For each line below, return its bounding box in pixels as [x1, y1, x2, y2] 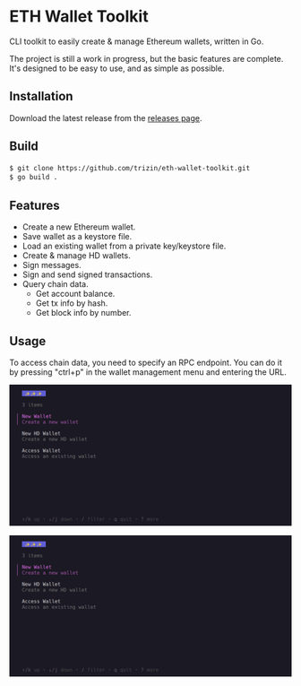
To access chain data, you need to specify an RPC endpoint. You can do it [9, 357, 282, 368]
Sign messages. [21, 260, 82, 271]
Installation [9, 89, 73, 104]
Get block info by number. [35, 308, 132, 318]
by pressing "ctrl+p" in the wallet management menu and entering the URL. [9, 366, 287, 378]
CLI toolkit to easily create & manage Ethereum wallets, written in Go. [9, 36, 264, 47]
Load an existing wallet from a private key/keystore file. [21, 240, 227, 252]
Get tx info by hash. [35, 298, 108, 308]
